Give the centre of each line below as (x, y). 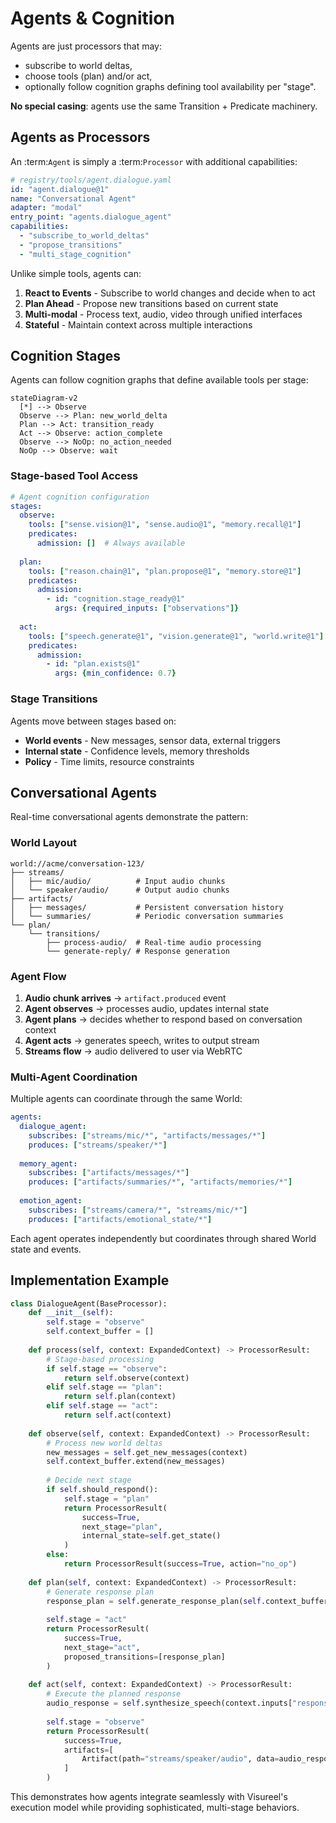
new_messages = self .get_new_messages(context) (147, 1452)
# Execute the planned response (114, 1694)
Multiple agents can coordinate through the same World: (126, 1099)
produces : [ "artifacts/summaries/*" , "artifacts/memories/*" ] (160, 1182)
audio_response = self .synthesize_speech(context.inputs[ (169, 1703)
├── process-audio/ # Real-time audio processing (154, 942)
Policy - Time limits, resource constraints (109, 761)
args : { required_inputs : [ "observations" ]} (147, 608)
